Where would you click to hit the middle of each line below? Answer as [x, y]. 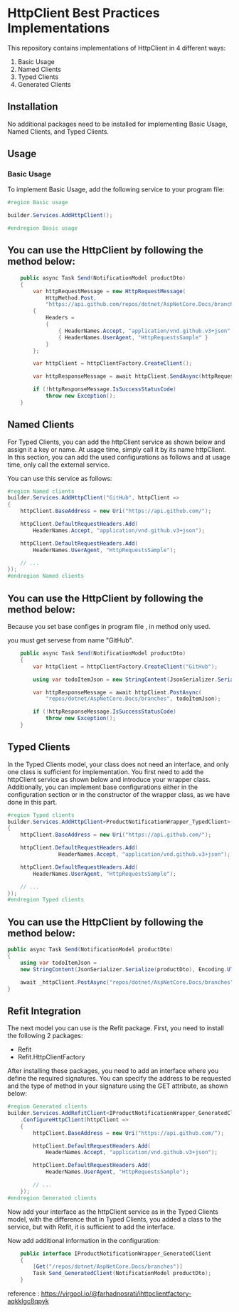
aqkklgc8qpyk [28, 1301]
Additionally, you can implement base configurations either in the [102, 787]
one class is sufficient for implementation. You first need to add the [106, 772]
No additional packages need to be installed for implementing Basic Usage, [117, 124]
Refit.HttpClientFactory [51, 1057]
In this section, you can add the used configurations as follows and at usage [119, 457]
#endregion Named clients [46, 576]
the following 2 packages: [45, 1036]
